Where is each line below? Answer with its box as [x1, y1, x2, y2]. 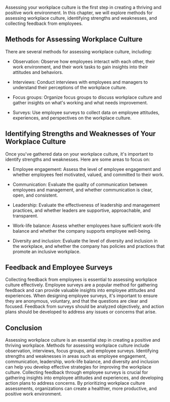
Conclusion [5, 323, 42, 332]
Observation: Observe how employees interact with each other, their [12, 58, 155, 64]
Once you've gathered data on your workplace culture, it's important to [5, 151, 153, 157]
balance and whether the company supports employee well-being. [12, 228, 152, 234]
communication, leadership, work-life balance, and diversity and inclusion [5, 358, 159, 364]
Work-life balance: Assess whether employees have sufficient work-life [12, 223, 161, 229]
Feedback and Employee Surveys [5, 263, 113, 272]
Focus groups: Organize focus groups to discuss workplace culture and [12, 94, 162, 100]
